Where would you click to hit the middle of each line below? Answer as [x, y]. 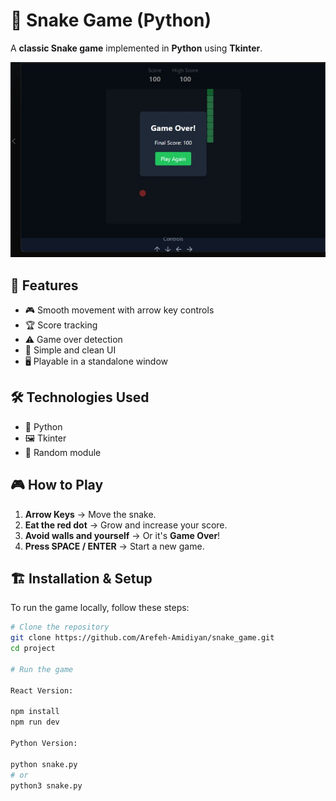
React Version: [42, 690]
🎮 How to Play [57, 485]
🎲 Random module [63, 452]
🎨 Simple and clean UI [70, 350]
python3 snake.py [46, 785]
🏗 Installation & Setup [81, 578]
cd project [33, 649]
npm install [35, 712]
